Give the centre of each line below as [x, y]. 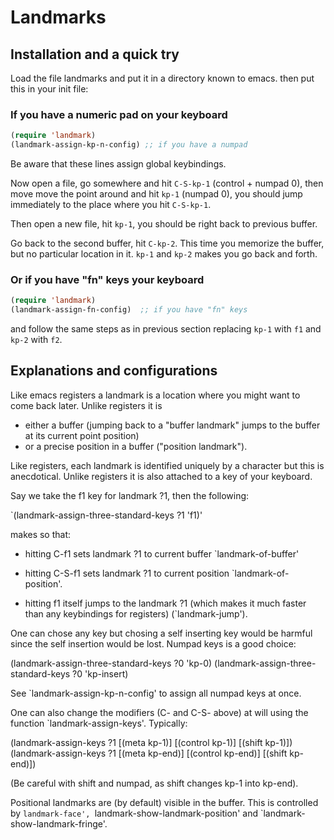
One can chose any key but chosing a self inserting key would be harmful [161, 633]
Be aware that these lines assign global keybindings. [118, 164]
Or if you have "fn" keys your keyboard [107, 279]
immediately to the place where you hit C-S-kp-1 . [111, 205]
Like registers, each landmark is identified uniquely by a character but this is [167, 465]
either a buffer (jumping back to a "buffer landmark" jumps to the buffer [172, 425]
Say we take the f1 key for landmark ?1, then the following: [130, 495]
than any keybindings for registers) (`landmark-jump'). [136, 613]
